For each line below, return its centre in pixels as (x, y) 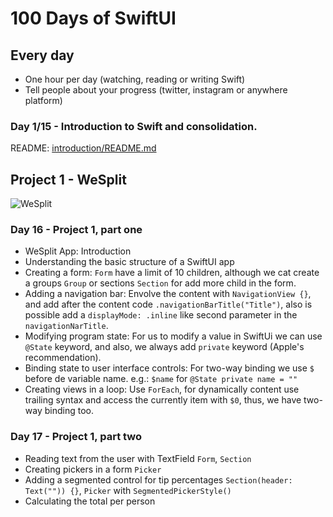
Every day (42, 55)
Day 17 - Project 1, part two (76, 437)
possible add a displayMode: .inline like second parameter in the (161, 315)
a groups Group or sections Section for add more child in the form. (160, 283)
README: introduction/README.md (83, 148)
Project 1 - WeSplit (68, 179)
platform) (43, 100)
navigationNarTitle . (66, 326)
